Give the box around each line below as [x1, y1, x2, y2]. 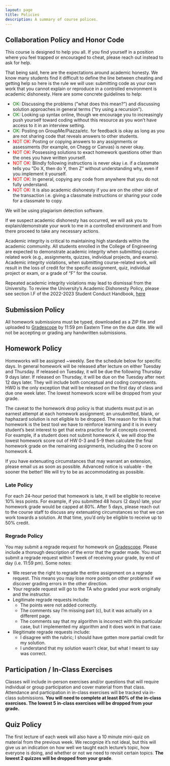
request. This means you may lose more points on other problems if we [12, 575, 161, 581]
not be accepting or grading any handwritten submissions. [5, 330, 127, 336]
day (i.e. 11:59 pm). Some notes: [5, 560, 72, 566]
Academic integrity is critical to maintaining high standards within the [5, 238, 149, 244]
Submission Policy [5, 305, 65, 314]
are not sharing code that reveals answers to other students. [12, 133, 139, 139]
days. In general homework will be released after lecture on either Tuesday [5, 363, 161, 369]
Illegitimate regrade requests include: [12, 629, 91, 635]
